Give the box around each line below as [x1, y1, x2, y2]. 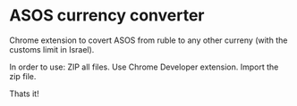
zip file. [9, 70, 37, 81]
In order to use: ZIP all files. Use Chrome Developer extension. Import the [9, 61, 279, 72]
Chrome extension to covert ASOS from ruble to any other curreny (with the [9, 35, 288, 45]
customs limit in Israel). [9, 44, 95, 54]
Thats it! [9, 88, 39, 99]
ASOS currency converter [9, 5, 205, 26]
